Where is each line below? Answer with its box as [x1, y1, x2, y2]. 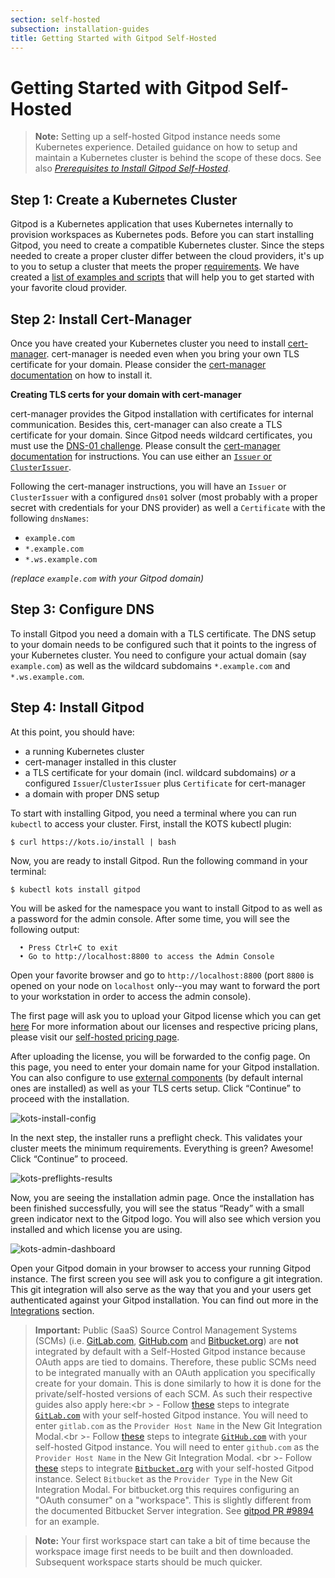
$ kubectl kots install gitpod [10, 884, 141, 895]
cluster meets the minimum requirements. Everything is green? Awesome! [10, 1142, 314, 1154]
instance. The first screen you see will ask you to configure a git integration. [10, 1272, 323, 1285]
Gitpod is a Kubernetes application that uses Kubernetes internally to [10, 218, 294, 230]
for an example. [34, 1515, 100, 1527]
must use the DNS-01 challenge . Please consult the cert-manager [10, 439, 281, 451]
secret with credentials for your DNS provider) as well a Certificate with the [10, 501, 326, 513]
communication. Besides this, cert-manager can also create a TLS [10, 418, 283, 430]
